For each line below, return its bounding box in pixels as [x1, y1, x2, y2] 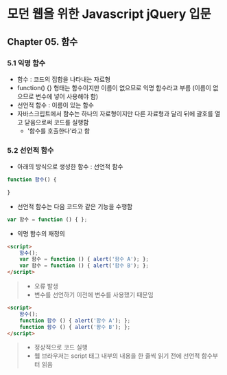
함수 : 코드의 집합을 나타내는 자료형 [16, 75, 111, 83]
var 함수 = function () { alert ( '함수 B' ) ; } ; [19, 262, 150, 269]
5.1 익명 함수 [7, 58, 46, 67]
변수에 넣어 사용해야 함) [35, 92, 99, 100]
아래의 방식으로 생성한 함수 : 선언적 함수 [16, 162, 123, 171]
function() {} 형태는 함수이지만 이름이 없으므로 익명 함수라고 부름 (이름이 [16, 83, 211, 92]
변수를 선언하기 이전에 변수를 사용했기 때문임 [34, 290, 154, 299]
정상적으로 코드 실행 [34, 343, 88, 352]
